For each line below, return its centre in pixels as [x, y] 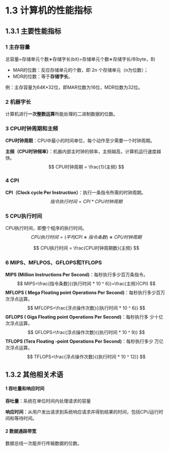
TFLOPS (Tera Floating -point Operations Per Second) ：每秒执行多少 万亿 [84, 341]
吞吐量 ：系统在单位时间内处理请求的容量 [48, 401]
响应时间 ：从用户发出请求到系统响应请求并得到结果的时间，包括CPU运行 [82, 411]
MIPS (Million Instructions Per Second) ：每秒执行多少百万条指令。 [77, 274]
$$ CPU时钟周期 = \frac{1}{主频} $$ [86, 167]
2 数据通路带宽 [21, 431]
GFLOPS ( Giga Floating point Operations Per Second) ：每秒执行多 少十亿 [84, 317]
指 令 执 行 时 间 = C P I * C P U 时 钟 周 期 [86, 201]
